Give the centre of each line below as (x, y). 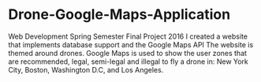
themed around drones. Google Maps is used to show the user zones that (127, 53)
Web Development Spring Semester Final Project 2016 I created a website (128, 36)
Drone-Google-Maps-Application (119, 15)
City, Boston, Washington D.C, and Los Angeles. (86, 69)
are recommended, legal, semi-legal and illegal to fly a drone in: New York (128, 61)
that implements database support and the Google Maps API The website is (131, 44)
